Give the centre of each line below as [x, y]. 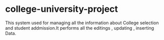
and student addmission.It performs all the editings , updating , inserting [80, 28]
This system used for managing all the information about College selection [82, 23]
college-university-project [62, 9]
